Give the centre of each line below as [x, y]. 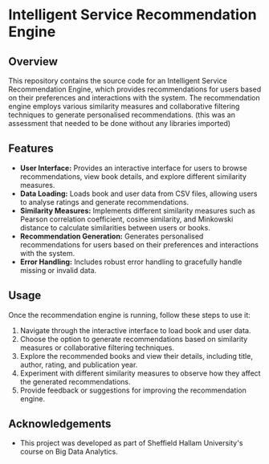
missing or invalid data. [58, 270]
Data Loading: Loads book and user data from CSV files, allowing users [139, 193]
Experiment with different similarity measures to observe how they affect [140, 373]
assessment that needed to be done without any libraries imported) [120, 123]
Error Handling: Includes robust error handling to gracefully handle [131, 262]
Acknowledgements [60, 424]
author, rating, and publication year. [79, 364]
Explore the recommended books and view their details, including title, [136, 356]
